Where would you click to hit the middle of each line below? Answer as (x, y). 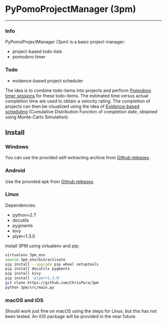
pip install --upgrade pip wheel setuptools (52, 264)
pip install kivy (23, 274)
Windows (17, 147)
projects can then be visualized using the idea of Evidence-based (72, 106)
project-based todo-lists (37, 51)
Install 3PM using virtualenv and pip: (42, 246)
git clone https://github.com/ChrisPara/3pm (52, 283)
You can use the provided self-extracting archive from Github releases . (78, 158)
